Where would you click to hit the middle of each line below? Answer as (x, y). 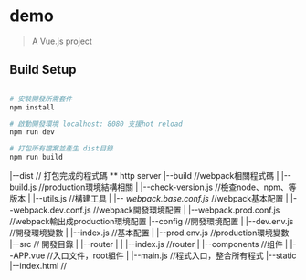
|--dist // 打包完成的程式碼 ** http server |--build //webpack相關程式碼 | (144, 176)
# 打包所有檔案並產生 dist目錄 (61, 149)
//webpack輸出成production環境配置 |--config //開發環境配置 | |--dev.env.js (152, 221)
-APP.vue (27, 255)
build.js (23, 187)
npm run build (37, 157)
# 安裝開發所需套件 (41, 99)
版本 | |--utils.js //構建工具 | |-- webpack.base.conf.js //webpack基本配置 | (149, 198)
